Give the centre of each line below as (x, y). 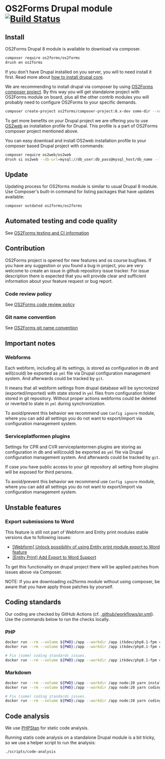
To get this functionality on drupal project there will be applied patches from (82, 567)
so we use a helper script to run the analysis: (50, 743)
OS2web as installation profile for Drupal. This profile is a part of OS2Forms (82, 126)
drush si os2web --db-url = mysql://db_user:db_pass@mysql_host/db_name (79, 159)
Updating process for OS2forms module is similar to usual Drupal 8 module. (82, 187)
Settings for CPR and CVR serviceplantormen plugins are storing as (73, 447)
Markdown (18, 673)
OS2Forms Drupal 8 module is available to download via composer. (73, 49)
